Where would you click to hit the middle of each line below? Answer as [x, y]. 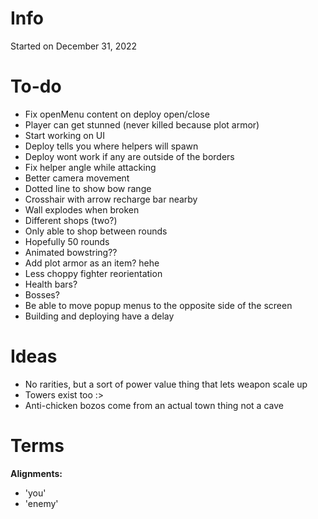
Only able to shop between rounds [96, 231]
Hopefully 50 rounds [67, 241]
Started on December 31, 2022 [74, 46]
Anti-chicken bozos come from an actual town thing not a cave [154, 405]
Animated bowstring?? [71, 252]
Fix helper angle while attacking [90, 167]
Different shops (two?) [71, 220]
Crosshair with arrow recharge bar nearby [111, 199]
